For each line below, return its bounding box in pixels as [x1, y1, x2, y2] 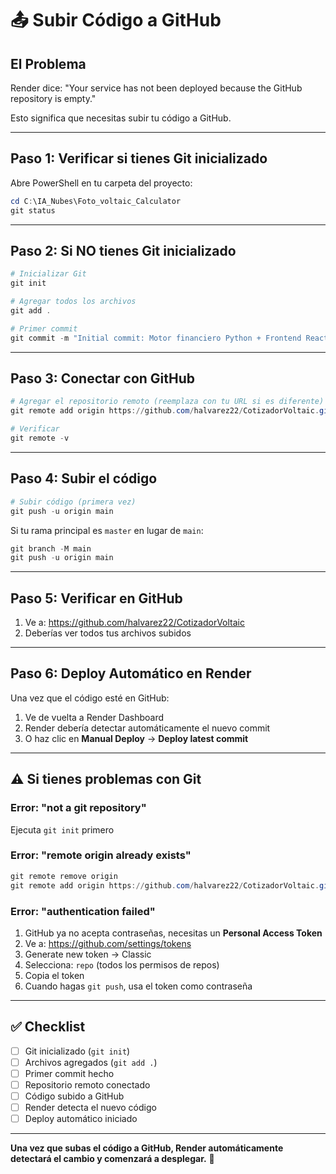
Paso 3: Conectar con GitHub [10, 370, 196, 387]
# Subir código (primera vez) [10, 497, 137, 507]
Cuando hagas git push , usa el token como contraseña [24, 980, 253, 992]
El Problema [10, 55, 87, 72]
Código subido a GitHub [24, 1090, 125, 1102]
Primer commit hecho [24, 1067, 115, 1079]
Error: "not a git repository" [10, 801, 147, 815]
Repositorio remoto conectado [24, 1078, 151, 1091]
